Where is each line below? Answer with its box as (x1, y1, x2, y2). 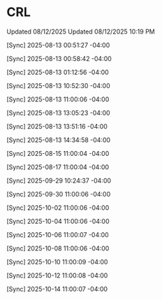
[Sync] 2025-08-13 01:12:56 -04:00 (6, 68, 109, 76)
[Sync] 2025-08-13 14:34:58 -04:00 (6, 136, 111, 144)
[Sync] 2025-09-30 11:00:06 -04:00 (6, 190, 111, 198)
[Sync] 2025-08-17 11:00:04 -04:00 (6, 162, 110, 171)
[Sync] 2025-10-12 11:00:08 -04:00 (6, 271, 108, 280)
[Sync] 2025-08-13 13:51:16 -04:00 (6, 122, 108, 130)
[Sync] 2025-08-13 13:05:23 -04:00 (6, 108, 110, 117)
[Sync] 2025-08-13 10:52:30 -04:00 (6, 81, 111, 90)
